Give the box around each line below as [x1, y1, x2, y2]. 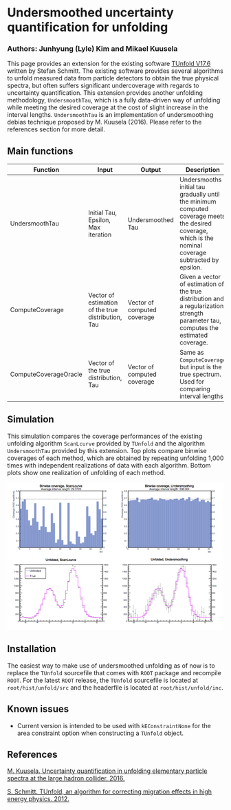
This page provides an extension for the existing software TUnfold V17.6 [7, 60, 211, 68]
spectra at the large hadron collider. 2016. [7, 774, 125, 782]
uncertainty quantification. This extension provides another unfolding [7, 89, 203, 97]
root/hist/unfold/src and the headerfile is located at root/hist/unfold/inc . [7, 683, 223, 692]
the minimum [179, 197, 217, 206]
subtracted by [179, 256, 219, 264]
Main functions [7, 145, 74, 157]
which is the [179, 234, 214, 242]
